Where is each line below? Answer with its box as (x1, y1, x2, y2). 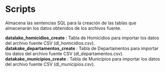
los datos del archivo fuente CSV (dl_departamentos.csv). (5, 51, 124, 57)
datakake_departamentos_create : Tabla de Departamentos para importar (5, 45, 159, 51)
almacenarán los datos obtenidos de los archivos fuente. (5, 25, 122, 31)
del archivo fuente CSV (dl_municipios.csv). (5, 61, 95, 67)
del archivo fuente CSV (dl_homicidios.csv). (5, 40, 95, 46)
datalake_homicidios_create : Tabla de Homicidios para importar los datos (5, 35, 160, 41)
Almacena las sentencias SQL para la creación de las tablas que (5, 20, 137, 26)
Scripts (5, 3, 36, 15)
